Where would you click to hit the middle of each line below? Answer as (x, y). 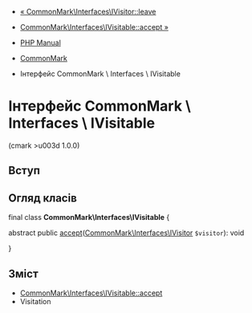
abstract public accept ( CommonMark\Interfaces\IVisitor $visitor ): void (126, 233)
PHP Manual (41, 43)
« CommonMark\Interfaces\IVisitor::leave (88, 12)
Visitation (35, 301)
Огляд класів (43, 198)
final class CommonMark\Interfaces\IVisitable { (89, 217)
